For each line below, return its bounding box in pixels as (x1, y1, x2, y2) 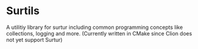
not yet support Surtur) (6, 36, 63, 43)
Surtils (6, 4, 40, 18)
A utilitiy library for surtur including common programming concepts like (6, 24, 183, 31)
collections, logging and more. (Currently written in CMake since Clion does (6, 30, 193, 37)
